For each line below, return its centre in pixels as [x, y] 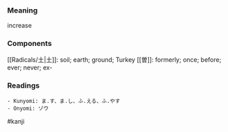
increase [20, 26]
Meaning [23, 10]
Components [29, 44]
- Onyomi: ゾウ [28, 108]
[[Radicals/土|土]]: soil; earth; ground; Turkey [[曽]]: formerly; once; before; [114, 59]
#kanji [16, 121]
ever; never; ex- [30, 67]
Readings [24, 85]
